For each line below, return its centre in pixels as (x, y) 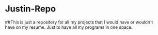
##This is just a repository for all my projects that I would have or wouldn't (79, 22)
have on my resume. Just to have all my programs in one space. (69, 27)
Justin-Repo (31, 9)
